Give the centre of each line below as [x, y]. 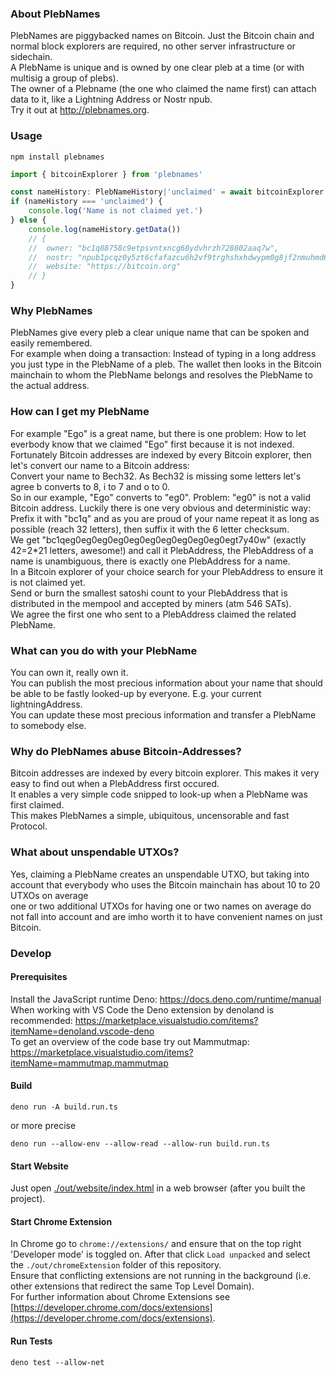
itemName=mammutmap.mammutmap [89, 1063]
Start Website [39, 1166]
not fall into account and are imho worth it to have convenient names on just [166, 916]
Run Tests [31, 1341]
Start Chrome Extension [61, 1221]
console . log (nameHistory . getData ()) [105, 229]
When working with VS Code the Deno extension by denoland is [142, 1009]
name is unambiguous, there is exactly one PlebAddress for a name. [150, 561]
